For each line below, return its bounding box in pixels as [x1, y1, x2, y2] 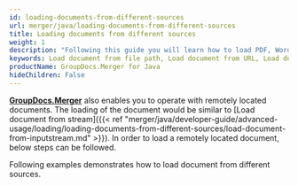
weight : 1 [9, 37, 46, 47]
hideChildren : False [9, 71, 86, 80]
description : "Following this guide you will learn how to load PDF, [9, 46, 272, 55]
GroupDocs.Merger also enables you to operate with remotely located [9, 95, 267, 105]
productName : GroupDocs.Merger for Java [9, 63, 161, 72]
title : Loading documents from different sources [9, 29, 197, 38]
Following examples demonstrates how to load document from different [9, 159, 271, 169]
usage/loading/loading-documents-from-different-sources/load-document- [9, 123, 286, 134]
